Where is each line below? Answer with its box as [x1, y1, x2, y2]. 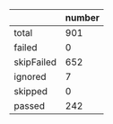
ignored [13, 71, 47, 83]
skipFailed [13, 56, 56, 68]
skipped [13, 85, 48, 97]
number [65, 12, 100, 23]
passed [13, 100, 45, 111]
